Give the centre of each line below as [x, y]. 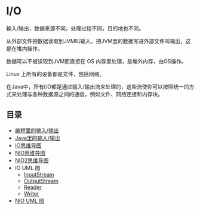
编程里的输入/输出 [37, 130]
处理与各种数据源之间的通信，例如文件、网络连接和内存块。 [90, 94]
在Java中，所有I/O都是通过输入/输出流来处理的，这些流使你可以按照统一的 [98, 86]
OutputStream [41, 181]
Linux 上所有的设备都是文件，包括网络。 [56, 74]
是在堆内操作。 [24, 48]
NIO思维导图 [30, 153]
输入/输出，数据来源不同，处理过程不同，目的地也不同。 [75, 28]
